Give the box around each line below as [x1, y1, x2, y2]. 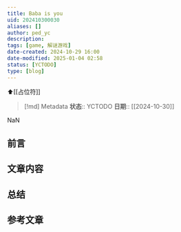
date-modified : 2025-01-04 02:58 [7, 55, 103, 62]
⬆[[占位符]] [7, 87, 41, 96]
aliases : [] [7, 23, 41, 30]
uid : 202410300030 [7, 17, 60, 23]
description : [7, 36, 45, 43]
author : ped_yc [7, 29, 51, 36]
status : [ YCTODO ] [7, 61, 57, 68]
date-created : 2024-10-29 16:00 [7, 49, 100, 56]
